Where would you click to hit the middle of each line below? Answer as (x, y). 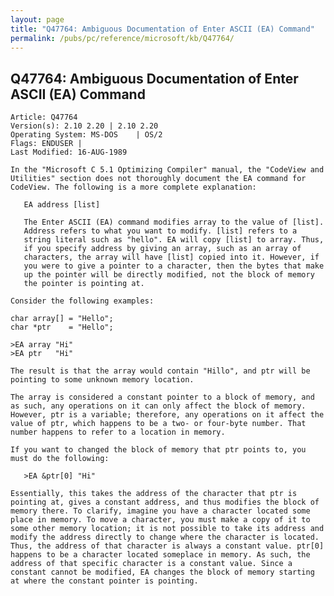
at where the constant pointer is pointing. (104, 581)
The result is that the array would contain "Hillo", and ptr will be (160, 371)
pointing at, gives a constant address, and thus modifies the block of (165, 502)
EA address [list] (62, 205)
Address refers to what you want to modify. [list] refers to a (160, 231)
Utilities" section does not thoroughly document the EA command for (158, 179)
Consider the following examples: (82, 301)
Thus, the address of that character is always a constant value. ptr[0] (167, 546)
